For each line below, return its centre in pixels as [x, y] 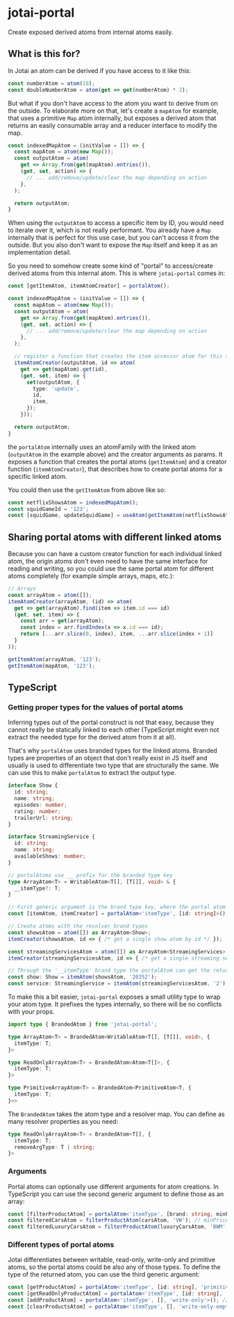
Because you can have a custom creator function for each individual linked [115, 554]
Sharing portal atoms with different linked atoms [115, 537]
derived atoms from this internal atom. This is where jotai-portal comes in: [117, 273]
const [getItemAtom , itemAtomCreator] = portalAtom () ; [89, 286]
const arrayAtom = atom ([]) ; [50, 595]
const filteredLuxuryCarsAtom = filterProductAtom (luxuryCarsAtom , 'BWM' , [118, 1227]
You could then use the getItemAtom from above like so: [87, 490]
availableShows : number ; [50, 856]
